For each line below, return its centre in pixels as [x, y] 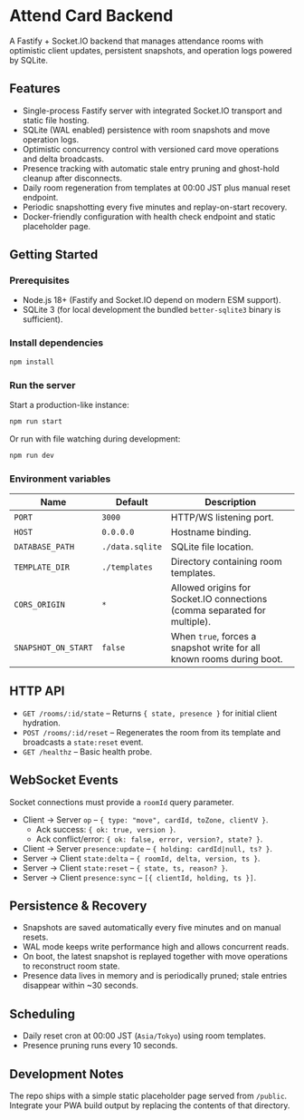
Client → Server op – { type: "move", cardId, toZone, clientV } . [145, 819]
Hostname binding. [211, 531]
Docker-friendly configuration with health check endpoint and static [149, 216]
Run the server [43, 385]
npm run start [36, 421]
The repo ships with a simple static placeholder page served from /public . [148, 1096]
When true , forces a [214, 636]
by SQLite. [28, 60]
